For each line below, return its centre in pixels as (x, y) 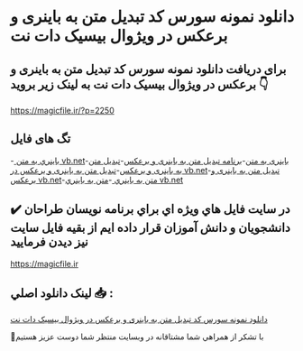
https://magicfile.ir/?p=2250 (63, 111)
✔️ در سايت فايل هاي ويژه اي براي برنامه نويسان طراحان (151, 209)
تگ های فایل (41, 139)
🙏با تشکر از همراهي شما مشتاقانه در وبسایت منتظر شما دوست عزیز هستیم (137, 337)
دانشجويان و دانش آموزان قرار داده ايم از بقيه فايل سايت (151, 228)
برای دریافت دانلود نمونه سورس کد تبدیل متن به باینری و (148, 69)
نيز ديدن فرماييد (49, 242)
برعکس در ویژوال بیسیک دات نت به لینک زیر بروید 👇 (139, 84)
